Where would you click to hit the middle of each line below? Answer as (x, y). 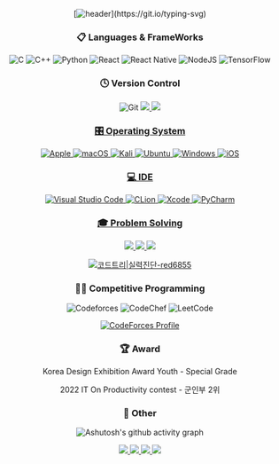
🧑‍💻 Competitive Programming (140, 288)
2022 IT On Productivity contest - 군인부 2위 (140, 389)
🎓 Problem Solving (140, 224)
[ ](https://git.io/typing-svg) (140, 14)
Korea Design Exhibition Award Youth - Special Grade (140, 372)
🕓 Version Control (140, 83)
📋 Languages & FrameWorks (140, 37)
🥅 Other (140, 413)
